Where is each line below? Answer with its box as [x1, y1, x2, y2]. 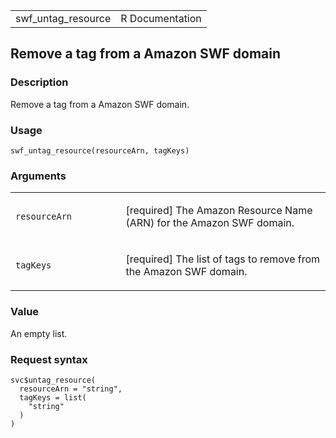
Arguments [10, 169, 67, 183]
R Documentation [120, 12, 202, 25]
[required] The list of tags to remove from [125, 252, 321, 266]
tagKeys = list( [19, 392, 87, 403]
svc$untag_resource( [10, 375, 97, 385]
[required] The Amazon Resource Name [125, 204, 313, 218]
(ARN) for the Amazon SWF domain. [125, 216, 295, 230]
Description [10, 75, 69, 89]
